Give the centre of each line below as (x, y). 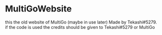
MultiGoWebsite (39, 9)
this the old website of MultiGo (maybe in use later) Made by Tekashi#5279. (81, 22)
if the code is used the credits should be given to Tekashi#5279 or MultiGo (80, 27)
